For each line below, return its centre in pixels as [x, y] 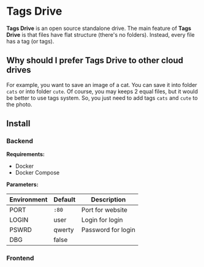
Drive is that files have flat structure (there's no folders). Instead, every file [100, 34]
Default [65, 200]
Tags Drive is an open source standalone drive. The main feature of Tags [99, 28]
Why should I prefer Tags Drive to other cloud [95, 60]
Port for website [104, 210]
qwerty [64, 230]
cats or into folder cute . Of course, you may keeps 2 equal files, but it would [102, 91]
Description [108, 200]
